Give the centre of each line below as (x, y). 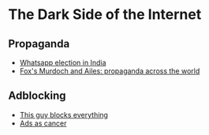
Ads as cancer (43, 123)
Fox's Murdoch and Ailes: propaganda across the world (110, 71)
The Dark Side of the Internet (105, 15)
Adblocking (37, 96)
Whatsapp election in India (63, 62)
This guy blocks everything (64, 114)
